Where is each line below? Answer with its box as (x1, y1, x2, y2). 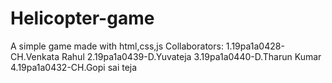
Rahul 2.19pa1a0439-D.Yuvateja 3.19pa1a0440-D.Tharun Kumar (61, 50, 322, 62)
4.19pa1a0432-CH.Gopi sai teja (10, 61, 138, 73)
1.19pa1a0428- (225, 40, 285, 52)
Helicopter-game (10, 7, 155, 30)
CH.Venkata (10, 50, 60, 62)
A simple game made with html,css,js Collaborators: (10, 40, 224, 52)
